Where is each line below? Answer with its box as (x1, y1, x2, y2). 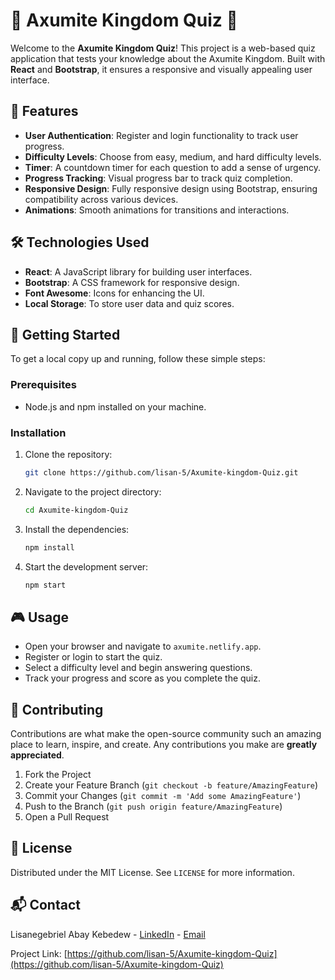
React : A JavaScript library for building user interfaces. (24, 265, 253, 278)
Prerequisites (10, 378, 77, 392)
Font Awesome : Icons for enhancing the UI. (24, 287, 205, 299)
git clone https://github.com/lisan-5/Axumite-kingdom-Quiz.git (24, 467, 299, 478)
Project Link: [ (10, 947, 68, 959)
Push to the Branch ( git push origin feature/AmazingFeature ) (24, 800, 283, 813)
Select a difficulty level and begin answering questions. (24, 662, 253, 674)
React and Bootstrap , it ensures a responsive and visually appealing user (10, 63, 313, 75)
